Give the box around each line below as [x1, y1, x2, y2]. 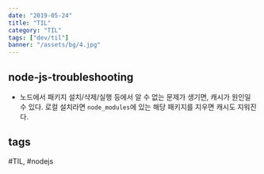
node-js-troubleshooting [8, 70, 134, 84]
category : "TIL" [8, 26, 62, 34]
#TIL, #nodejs [8, 156, 54, 166]
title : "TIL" [8, 19, 52, 27]
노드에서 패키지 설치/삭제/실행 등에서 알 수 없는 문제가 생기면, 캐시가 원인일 [19, 92, 251, 101]
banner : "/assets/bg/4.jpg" [8, 41, 101, 49]
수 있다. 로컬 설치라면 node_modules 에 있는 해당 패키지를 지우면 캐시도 [19, 102, 236, 112]
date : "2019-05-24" [8, 11, 73, 20]
